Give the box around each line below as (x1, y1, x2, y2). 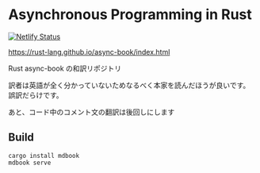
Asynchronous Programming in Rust (8, 6, 252, 24)
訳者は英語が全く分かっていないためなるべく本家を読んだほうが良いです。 (8, 80, 250, 90)
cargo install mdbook (8, 152, 80, 160)
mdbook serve (8, 159, 52, 167)
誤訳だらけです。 (8, 90, 63, 100)
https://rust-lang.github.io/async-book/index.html (8, 47, 170, 56)
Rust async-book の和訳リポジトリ (8, 63, 122, 73)
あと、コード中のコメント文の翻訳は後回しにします (8, 107, 175, 117)
